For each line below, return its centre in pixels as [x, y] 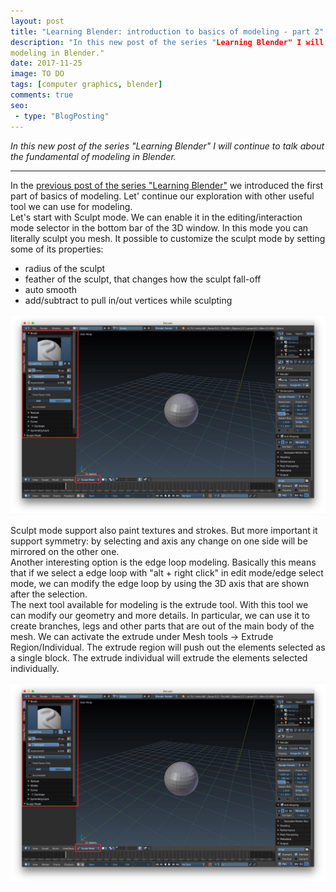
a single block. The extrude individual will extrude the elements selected [159, 658]
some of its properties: [57, 249]
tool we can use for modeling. [71, 206]
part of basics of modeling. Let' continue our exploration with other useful [162, 196]
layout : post [37, 21]
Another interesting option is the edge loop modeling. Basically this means [163, 562]
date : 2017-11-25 [46, 63]
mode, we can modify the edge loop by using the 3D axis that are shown [160, 584]
